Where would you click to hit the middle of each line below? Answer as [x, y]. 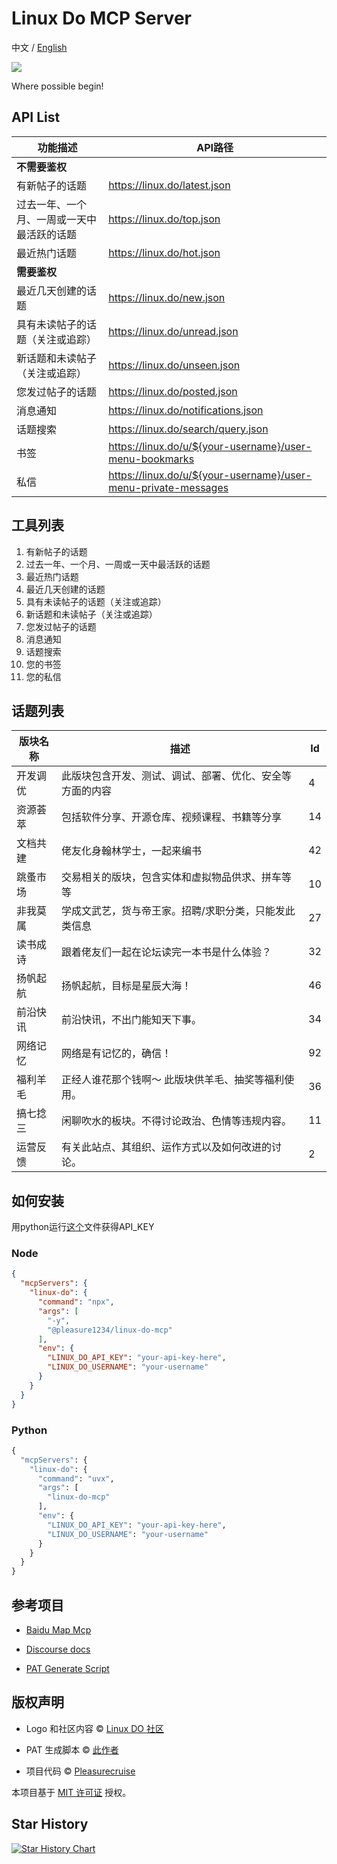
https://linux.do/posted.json [173, 391]
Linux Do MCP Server [101, 18]
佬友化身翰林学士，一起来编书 [132, 851]
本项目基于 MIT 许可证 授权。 [71, 1792]
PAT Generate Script [67, 1668]
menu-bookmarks [151, 459]
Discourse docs [58, 1649]
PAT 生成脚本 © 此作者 [72, 1749]
